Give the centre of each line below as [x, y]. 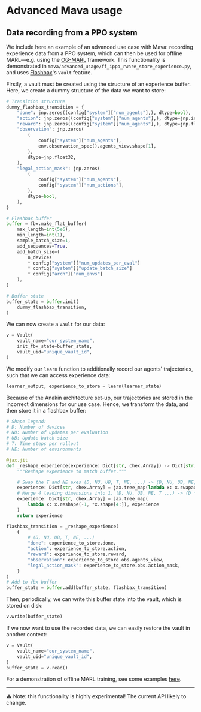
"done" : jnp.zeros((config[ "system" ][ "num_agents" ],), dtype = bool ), [104, 112]
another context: [27, 634]
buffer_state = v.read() [37, 668]
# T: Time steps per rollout [42, 444]
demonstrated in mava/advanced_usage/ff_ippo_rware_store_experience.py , [99, 66]
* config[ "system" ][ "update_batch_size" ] [80, 268]
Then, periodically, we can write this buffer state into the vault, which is [94, 599]
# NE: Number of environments [44, 449]
